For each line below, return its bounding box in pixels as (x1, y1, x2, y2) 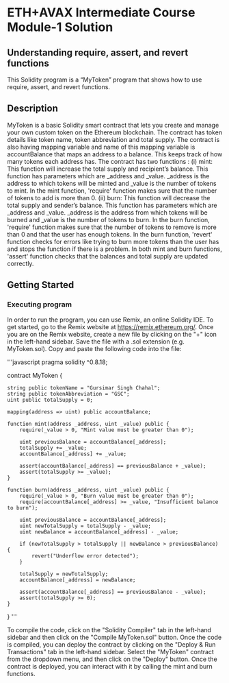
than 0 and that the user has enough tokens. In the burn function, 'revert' (7, 230, 213, 238)
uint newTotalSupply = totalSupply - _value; (19, 523, 152, 529)
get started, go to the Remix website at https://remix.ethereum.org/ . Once (7, 322, 214, 331)
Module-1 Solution (7, 19, 113, 35)
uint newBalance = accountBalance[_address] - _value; (19, 528, 179, 536)
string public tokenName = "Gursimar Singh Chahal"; (7, 384, 161, 392)
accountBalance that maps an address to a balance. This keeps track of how (7, 149, 223, 158)
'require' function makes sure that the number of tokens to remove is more (7, 223, 217, 231)
